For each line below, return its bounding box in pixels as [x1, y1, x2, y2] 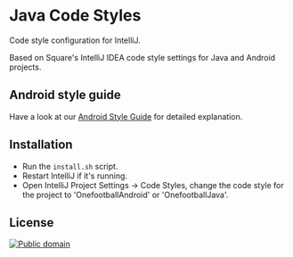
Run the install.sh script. [21, 161, 118, 171]
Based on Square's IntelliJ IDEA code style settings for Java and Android [9, 52, 276, 62]
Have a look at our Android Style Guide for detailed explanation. [9, 111, 243, 121]
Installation [9, 137, 73, 153]
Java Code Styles [9, 5, 142, 26]
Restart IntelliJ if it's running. [21, 170, 127, 181]
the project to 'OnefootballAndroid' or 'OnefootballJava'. [21, 189, 229, 200]
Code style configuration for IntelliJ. [9, 35, 141, 46]
